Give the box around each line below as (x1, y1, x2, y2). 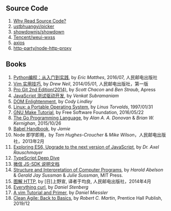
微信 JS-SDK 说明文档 (13, 161, 60, 167)
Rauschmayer (13, 149, 43, 156)
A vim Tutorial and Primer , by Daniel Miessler (13, 189, 108, 196)
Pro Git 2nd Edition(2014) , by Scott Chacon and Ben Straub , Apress (13, 86, 156, 92)
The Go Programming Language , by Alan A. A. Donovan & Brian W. (13, 114, 155, 121)
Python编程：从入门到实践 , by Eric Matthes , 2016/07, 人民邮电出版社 (13, 74, 158, 80)
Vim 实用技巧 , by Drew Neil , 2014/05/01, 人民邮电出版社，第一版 (13, 81, 148, 87)
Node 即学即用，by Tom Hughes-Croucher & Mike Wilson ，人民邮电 (13, 131, 158, 138)
